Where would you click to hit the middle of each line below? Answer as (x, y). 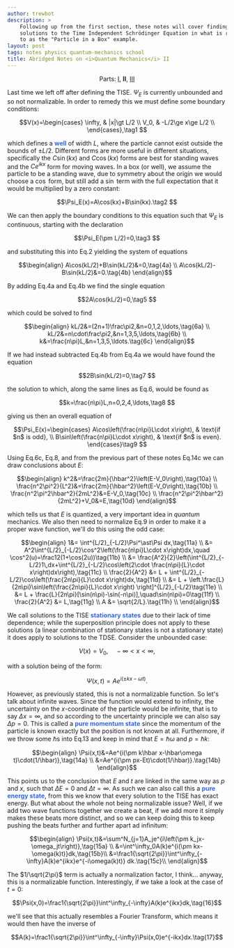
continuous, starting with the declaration (65, 224)
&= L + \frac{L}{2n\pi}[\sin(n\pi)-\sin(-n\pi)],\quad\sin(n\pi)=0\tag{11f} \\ (117, 594)
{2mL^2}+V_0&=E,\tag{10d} (96, 501)
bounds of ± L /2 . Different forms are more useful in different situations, (108, 150)
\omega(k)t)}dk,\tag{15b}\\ (70, 854)
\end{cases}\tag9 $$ (117, 444)
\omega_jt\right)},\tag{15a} (69, 846)
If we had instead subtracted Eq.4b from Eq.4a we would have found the (111, 355)
